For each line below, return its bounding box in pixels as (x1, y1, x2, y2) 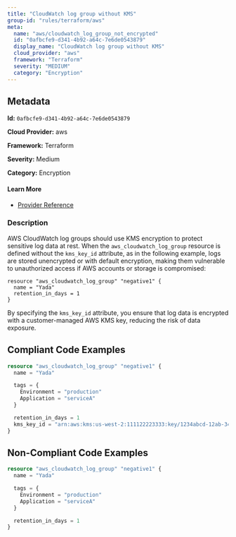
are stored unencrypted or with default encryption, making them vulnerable (7, 257, 225, 265)
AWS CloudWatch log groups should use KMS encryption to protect (7, 234, 203, 242)
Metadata (7, 95, 51, 107)
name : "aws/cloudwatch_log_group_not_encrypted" (13, 30, 159, 37)
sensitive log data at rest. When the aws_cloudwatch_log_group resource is (7, 241, 221, 250)
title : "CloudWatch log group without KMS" (7, 10, 137, 18)
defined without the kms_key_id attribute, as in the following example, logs (7, 249, 221, 257)
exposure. (7, 323, 37, 332)
